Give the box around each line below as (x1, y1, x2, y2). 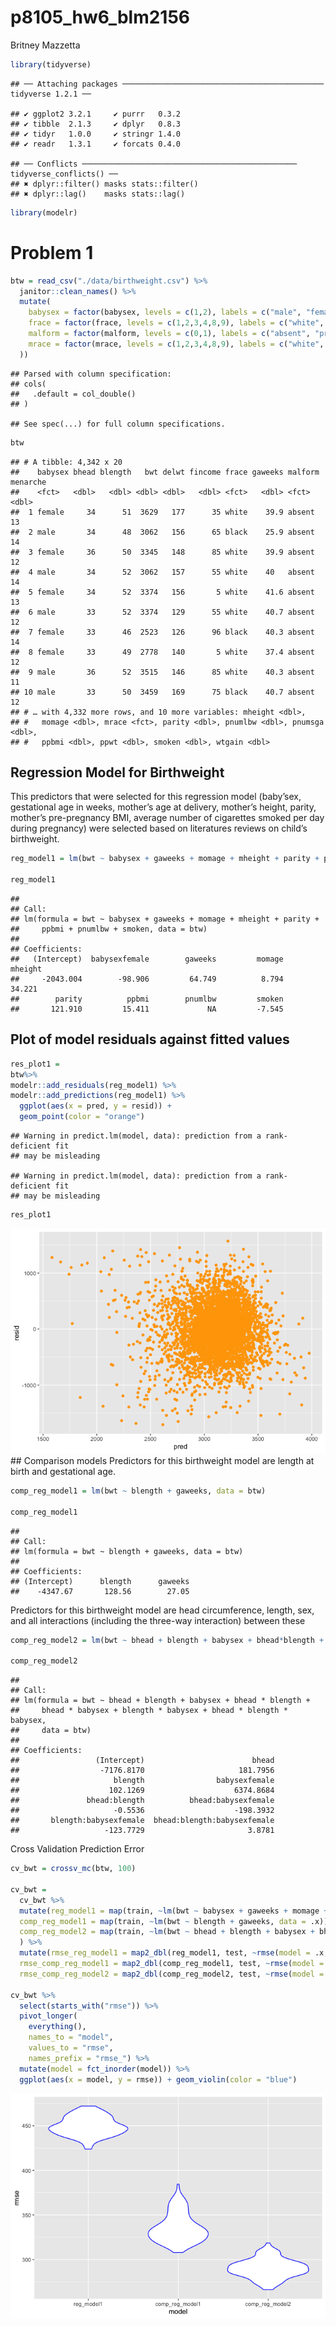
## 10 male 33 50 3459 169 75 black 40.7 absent (10, 687, 315, 697)
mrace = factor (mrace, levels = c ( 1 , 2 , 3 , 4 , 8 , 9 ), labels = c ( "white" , (28, 339, 325, 349)
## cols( (10, 379, 47, 389)
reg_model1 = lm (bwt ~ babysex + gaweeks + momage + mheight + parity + (10, 854, 320, 864)
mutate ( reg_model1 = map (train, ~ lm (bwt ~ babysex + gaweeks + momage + (19, 1906, 329, 1916)
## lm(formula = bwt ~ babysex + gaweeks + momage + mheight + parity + (10, 914, 320, 924)
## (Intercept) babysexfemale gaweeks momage (10, 954, 284, 964)
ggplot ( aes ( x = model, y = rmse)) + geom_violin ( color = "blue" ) (19, 2074, 298, 2085)
